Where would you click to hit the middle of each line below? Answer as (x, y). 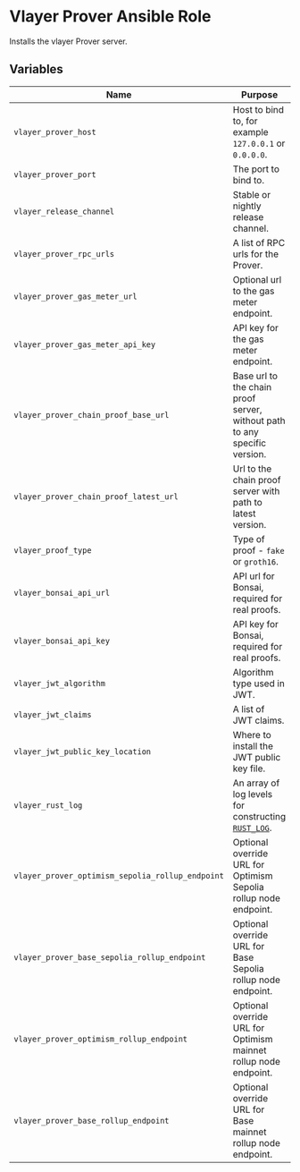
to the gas (254, 291)
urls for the (256, 254)
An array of (256, 783)
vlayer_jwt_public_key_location (83, 752)
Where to (252, 735)
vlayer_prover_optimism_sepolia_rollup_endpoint (119, 875)
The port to (256, 169)
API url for (254, 576)
